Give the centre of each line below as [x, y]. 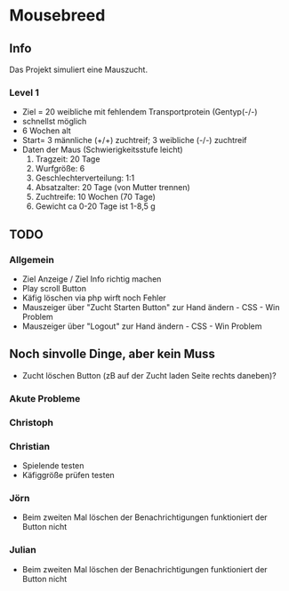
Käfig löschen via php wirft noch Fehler [94, 298]
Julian [23, 550]
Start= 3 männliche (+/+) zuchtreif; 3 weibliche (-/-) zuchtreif [134, 140]
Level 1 [24, 92]
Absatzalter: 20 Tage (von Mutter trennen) [113, 188]
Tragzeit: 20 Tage [68, 159]
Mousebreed [57, 16]
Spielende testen [53, 465]
